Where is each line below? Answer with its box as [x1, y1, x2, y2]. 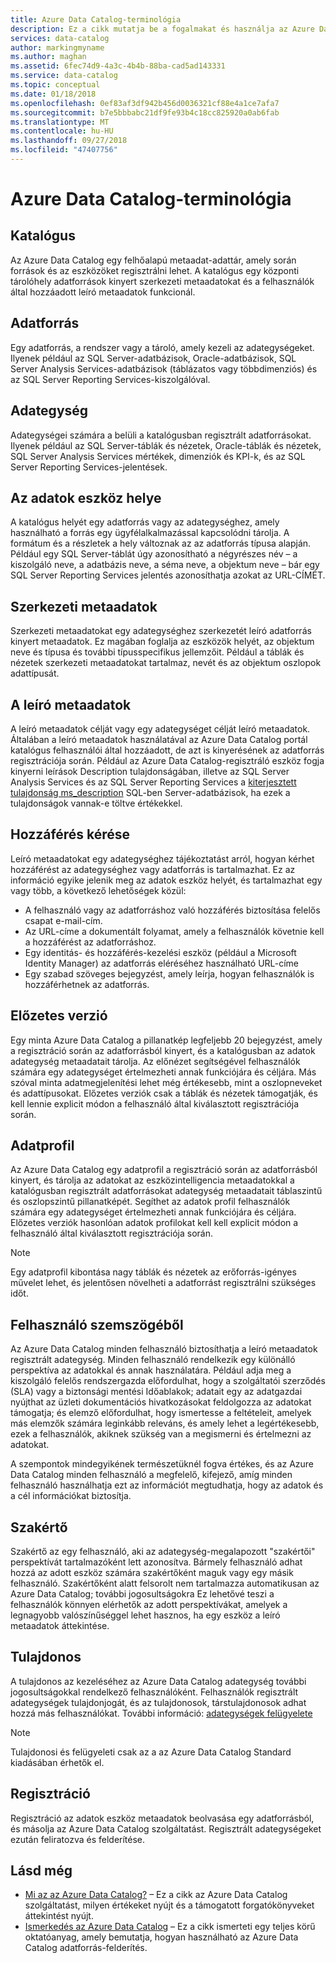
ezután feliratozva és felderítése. [10, 1833, 146, 1845]
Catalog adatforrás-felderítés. [24, 1942, 148, 1954]
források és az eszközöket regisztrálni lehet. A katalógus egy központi [10, 264, 300, 276]
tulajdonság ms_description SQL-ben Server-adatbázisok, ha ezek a [10, 786, 291, 798]
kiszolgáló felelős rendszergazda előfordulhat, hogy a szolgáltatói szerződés [10, 1375, 326, 1387]
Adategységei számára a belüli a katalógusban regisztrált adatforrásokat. [10, 429, 312, 441]
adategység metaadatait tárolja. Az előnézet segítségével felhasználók [10, 1055, 301, 1067]
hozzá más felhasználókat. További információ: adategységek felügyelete [10, 1707, 313, 1719]
